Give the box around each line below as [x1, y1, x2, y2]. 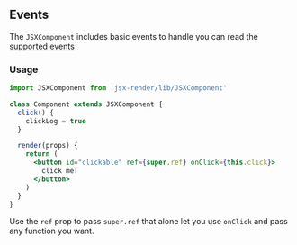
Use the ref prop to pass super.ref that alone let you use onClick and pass [9, 216, 288, 227]
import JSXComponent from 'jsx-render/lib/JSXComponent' [9, 84, 228, 93]
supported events [9, 41, 75, 51]
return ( [25, 150, 58, 159]
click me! [41, 167, 78, 176]
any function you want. [9, 225, 94, 237]
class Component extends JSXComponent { [9, 99, 164, 109]
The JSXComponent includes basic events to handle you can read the [9, 31, 259, 41]
